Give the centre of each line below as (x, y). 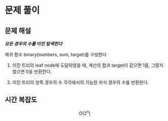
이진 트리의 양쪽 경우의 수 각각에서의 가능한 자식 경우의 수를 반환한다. (80, 82)
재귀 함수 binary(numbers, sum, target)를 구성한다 (56, 54)
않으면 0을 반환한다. (32, 72)
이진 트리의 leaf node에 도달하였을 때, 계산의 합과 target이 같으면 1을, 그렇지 (88, 65)
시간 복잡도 (21, 100)
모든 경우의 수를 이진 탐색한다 (33, 44)
